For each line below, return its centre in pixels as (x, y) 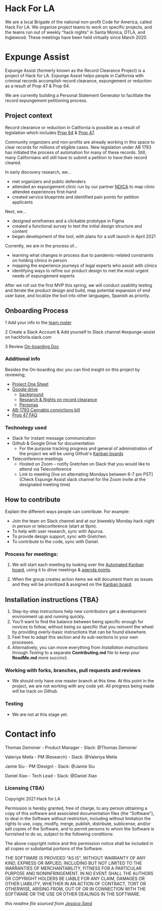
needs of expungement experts (43, 276)
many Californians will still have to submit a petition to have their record (76, 157)
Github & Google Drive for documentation (53, 443)
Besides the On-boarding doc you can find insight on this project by (73, 369)
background (31, 394)
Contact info (31, 734)
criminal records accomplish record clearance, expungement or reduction (79, 81)
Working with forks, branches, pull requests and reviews (73, 670)
